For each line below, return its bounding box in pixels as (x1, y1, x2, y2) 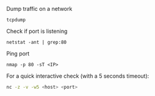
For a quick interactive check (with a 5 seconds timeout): (6, 72, 150, 80)
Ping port (6, 50, 30, 57)
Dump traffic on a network (6, 5, 73, 12)
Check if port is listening (6, 27, 68, 35)
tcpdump (6, 17, 26, 23)
